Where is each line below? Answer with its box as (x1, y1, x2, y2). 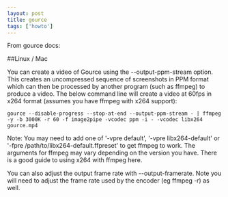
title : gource (7, 16, 48, 23)
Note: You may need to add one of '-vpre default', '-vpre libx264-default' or (7, 134, 220, 142)
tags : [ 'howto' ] (7, 23, 53, 29)
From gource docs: (7, 42, 61, 50)
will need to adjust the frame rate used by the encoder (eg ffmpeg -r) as (7, 176, 210, 185)
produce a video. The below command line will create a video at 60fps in (7, 90, 212, 98)
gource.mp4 (7, 122, 38, 129)
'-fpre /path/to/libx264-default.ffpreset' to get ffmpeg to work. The (7, 142, 196, 150)
